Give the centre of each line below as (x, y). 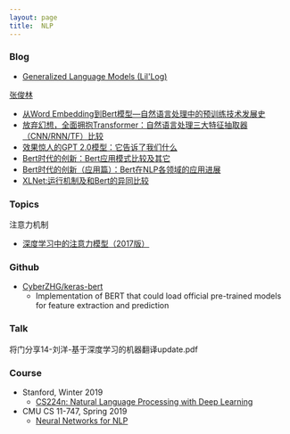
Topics (25, 204)
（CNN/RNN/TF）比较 (63, 135)
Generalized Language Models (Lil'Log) (95, 76)
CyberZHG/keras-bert (62, 287)
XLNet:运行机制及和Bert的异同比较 (85, 180)
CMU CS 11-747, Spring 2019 (75, 411)
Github (25, 267)
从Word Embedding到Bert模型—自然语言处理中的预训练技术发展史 (144, 113)
